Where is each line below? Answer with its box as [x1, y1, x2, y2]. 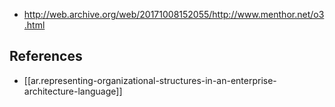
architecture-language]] [23, 85, 123, 97]
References [9, 48, 83, 65]
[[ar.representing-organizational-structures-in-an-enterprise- [23, 74, 277, 86]
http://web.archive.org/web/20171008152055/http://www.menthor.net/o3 [23, 9, 325, 20]
